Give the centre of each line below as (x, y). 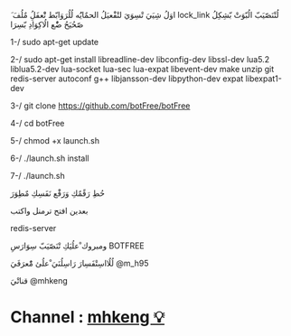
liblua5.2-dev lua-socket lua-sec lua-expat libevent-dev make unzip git (142, 69)
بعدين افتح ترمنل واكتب (49, 210)
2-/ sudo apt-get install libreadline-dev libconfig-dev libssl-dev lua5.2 (140, 59)
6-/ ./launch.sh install (50, 158)
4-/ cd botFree (38, 123)
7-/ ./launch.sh (38, 176)
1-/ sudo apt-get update (55, 42)
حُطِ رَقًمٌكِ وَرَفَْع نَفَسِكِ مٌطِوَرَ (57, 193)
